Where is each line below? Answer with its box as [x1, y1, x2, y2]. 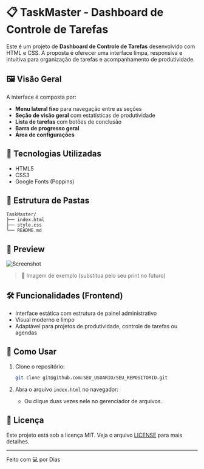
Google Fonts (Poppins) [15, 178, 75, 185]
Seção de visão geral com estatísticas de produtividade [15, 111, 156, 119]
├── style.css [6, 222, 42, 228]
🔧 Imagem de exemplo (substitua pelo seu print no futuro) [21, 272, 166, 280]
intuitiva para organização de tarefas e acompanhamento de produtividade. [6, 55, 195, 63]
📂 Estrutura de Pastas [6, 195, 90, 205]
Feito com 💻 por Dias [6, 456, 61, 463]
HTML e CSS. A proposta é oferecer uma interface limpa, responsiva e [6, 49, 183, 56]
